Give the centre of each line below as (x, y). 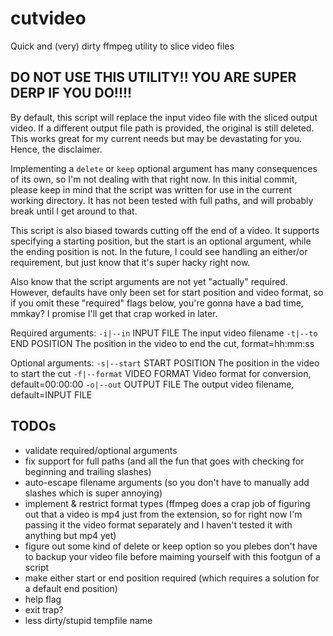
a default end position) (71, 588)
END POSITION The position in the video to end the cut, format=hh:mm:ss (162, 343)
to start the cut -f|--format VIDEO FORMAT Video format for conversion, (161, 373)
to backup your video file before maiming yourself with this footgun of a (172, 556)
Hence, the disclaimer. (56, 149)
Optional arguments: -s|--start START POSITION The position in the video (165, 363)
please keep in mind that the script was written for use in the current (151, 189)
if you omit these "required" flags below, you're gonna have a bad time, (157, 303)
